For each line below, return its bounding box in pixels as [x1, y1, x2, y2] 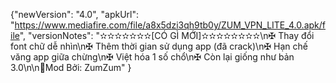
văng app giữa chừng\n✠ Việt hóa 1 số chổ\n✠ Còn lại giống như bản [10, 51, 295, 63]
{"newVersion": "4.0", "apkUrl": [10, 9, 140, 20]
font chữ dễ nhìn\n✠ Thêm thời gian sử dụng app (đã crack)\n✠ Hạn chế [10, 40, 308, 52]
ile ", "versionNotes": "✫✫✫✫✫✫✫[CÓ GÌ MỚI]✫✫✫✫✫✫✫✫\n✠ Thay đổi [10, 30, 315, 41]
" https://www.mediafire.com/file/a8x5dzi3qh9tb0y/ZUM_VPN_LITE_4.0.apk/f [10, 19, 326, 31]
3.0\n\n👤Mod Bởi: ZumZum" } [10, 62, 132, 73]
